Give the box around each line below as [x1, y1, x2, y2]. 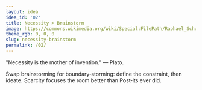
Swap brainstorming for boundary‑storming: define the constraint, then [5, 70, 182, 77]
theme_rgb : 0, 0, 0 [5, 31, 55, 37]
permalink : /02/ [5, 43, 46, 49]
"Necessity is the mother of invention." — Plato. [5, 58, 124, 66]
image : [5, 25, 22, 32]
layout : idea [5, 8, 39, 15]
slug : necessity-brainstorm [5, 37, 77, 43]
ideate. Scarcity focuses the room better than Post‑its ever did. [5, 76, 162, 84]
